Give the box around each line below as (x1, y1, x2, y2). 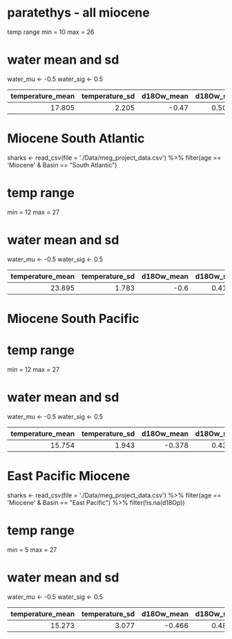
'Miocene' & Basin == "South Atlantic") (7, 160, 117, 169)
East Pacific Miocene (7, 468, 130, 483)
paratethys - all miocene (7, 5, 150, 21)
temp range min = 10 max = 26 (7, 28, 95, 36)
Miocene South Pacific (7, 311, 139, 326)
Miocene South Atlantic (7, 131, 145, 147)
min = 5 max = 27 (7, 545, 57, 554)
